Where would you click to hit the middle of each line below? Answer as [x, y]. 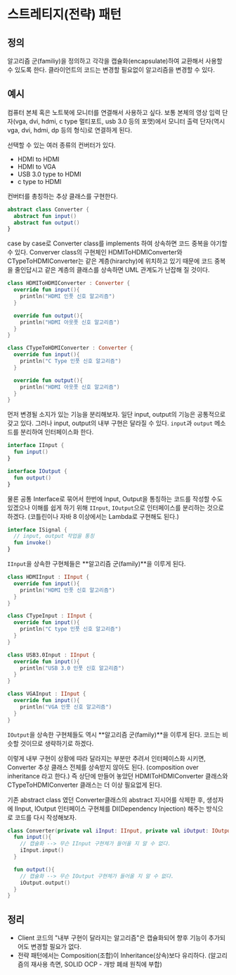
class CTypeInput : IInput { [50, 616]
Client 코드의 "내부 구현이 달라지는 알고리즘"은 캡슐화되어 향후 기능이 [112, 938]
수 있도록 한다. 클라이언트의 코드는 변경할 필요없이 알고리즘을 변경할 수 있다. [111, 70]
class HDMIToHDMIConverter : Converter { [69, 283]
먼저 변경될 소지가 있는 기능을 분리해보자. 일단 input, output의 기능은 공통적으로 [117, 415]
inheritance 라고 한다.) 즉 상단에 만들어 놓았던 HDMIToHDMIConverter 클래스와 [118, 775]
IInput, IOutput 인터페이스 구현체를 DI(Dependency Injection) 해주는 [110, 809]
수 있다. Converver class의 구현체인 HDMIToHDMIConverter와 [95, 252]
